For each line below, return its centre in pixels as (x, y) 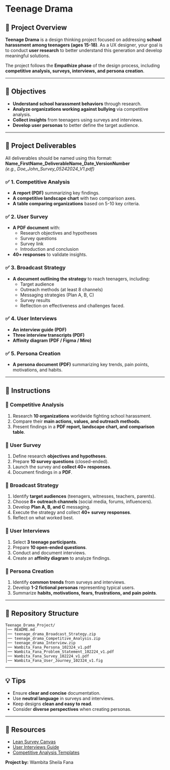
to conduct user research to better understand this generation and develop (84, 50)
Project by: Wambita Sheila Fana (39, 762)
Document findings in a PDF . (42, 472)
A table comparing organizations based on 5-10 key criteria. (76, 203)
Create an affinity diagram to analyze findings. (61, 558)
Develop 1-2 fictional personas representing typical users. (74, 587)
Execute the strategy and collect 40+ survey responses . (72, 512)
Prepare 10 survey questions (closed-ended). (60, 462)
